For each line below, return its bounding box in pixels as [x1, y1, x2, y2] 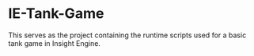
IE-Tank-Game [8, 5, 104, 23]
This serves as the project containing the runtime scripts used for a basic [8, 30, 247, 40]
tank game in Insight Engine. [8, 38, 101, 47]
